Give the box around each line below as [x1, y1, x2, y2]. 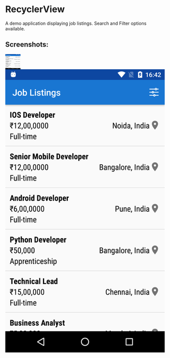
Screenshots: [5, 40, 49, 49]
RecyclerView [5, 4, 65, 15]
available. [5, 25, 25, 31]
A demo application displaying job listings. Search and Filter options [5, 20, 147, 26]
